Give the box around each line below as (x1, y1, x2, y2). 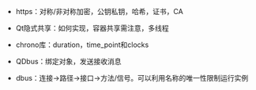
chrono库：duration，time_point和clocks (15, 40, 149, 49)
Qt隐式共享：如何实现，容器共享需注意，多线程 (15, 23, 170, 33)
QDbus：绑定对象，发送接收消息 (15, 57, 122, 66)
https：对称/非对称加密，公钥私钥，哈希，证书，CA (15, 7, 183, 16)
